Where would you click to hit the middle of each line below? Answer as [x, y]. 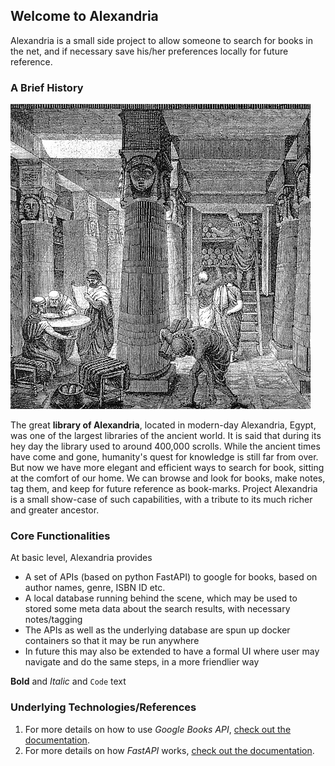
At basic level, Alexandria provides [81, 558]
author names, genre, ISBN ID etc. [95, 588]
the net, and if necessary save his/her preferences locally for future [149, 51]
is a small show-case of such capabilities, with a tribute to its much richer [161, 500]
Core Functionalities [60, 536]
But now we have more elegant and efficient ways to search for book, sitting [167, 468]
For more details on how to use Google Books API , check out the [158, 729]
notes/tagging [53, 620]
